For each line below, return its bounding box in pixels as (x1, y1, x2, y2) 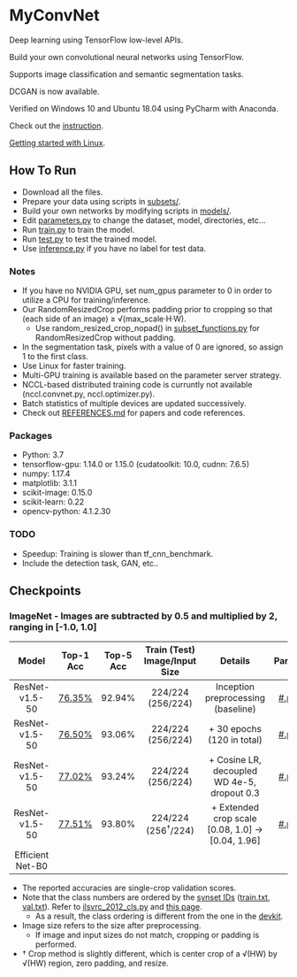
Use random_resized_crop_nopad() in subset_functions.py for (34, 323, 261, 334)
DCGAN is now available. (9, 86, 100, 96)
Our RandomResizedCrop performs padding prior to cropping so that (21, 304, 273, 315)
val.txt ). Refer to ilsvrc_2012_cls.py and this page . (21, 902, 202, 912)
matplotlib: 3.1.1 (21, 478, 78, 488)
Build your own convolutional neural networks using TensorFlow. (9, 51, 245, 62)
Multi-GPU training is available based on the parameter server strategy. (21, 370, 282, 381)
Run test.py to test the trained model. (21, 234, 157, 244)
